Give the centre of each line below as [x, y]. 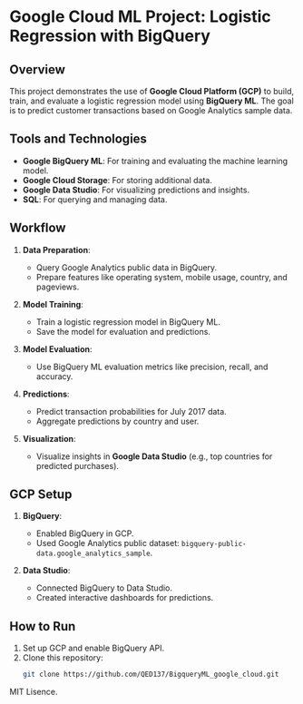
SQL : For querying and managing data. [95, 199]
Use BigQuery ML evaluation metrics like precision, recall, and [152, 367]
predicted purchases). [78, 465]
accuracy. [54, 376]
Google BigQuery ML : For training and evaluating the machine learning [155, 161]
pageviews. [58, 287]
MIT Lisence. [34, 692]
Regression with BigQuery [110, 36]
